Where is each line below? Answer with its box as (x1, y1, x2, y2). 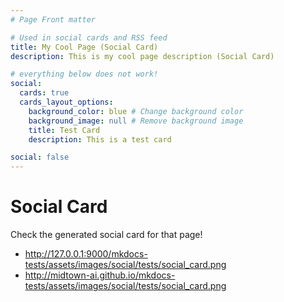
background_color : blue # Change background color (28, 106, 244, 116)
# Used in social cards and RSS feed (10, 32, 168, 43)
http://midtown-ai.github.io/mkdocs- (24, 269, 176, 281)
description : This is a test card (28, 134, 172, 145)
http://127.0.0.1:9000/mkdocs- (24, 248, 148, 260)
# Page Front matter (10, 14, 97, 25)
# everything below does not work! (10, 69, 159, 80)
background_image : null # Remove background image (28, 116, 244, 126)
